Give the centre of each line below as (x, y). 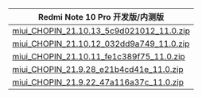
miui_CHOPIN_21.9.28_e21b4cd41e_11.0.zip (98, 69)
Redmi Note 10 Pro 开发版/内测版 (101, 17)
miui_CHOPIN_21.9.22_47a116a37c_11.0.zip (98, 82)
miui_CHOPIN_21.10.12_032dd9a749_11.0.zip (101, 44)
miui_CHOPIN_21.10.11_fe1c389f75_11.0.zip (99, 57)
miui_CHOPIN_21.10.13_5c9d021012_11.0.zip (101, 31)
